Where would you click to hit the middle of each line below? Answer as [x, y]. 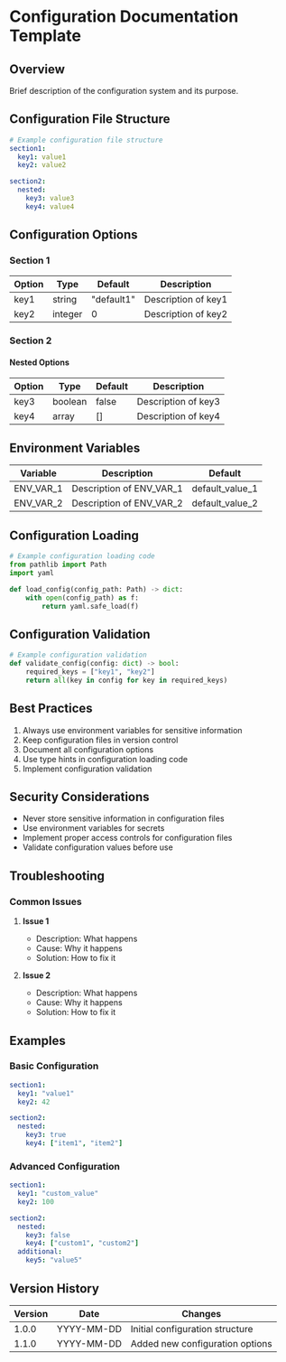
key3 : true [46, 1135]
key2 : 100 [36, 1202]
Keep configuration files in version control [100, 740]
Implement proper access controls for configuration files [127, 838]
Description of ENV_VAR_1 [127, 489]
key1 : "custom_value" [58, 1194]
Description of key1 [186, 299]
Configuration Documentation [124, 17]
